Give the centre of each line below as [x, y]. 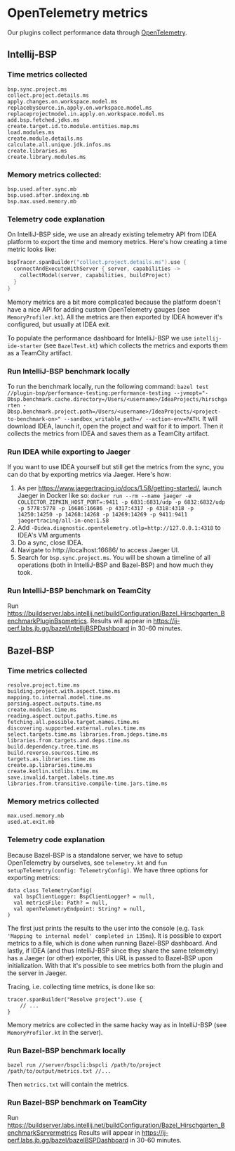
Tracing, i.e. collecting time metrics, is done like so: [81, 986]
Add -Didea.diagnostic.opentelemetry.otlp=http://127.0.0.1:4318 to [119, 528]
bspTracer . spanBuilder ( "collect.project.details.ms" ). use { [97, 262]
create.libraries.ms [38, 151]
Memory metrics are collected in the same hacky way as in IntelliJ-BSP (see [117, 1024]
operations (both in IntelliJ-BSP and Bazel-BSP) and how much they [115, 565]
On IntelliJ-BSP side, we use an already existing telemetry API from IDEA [112, 234]
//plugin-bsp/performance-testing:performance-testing [89, 393]
